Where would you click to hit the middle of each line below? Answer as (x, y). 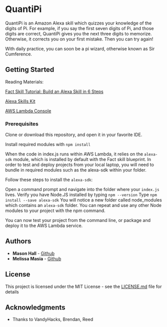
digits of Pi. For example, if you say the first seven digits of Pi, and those (79, 28)
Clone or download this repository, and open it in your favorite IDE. (74, 135)
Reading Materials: (24, 81)
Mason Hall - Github (33, 253)
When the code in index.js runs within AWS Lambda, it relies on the (74, 154)
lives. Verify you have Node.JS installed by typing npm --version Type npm (81, 195)
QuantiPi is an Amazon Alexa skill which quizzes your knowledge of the (78, 23)
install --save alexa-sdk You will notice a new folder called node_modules (84, 200)
